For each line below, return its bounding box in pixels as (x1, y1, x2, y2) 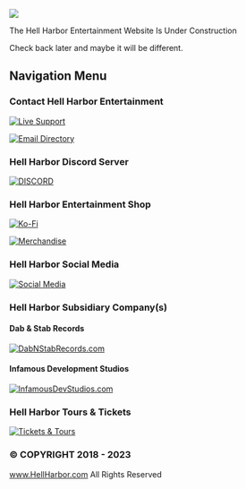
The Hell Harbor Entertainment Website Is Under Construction (9, 25, 237, 36)
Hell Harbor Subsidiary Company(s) (9, 301, 168, 313)
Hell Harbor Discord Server (9, 155, 130, 167)
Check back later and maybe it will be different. (9, 43, 183, 53)
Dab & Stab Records (9, 323, 85, 334)
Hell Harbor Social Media (9, 258, 120, 270)
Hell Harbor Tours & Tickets (9, 406, 131, 418)
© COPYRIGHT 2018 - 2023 (9, 449, 131, 461)
